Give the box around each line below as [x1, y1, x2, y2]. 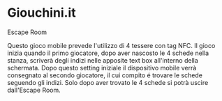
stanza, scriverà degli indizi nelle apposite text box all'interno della [7, 56, 199, 64]
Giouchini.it [7, 5, 76, 21]
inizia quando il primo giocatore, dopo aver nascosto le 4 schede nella [7, 49, 209, 57]
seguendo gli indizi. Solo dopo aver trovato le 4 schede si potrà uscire [7, 78, 209, 86]
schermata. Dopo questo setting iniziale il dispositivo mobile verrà [7, 63, 197, 72]
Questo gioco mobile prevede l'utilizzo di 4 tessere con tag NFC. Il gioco [7, 41, 216, 49]
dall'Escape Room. [7, 86, 61, 94]
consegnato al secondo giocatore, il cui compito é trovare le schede [7, 71, 202, 79]
